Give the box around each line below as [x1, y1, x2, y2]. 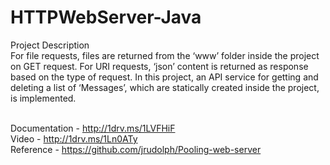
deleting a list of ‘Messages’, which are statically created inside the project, [10, 81, 320, 93]
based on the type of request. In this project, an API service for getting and [10, 71, 319, 83]
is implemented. [10, 92, 77, 104]
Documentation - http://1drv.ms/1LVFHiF [10, 122, 176, 134]
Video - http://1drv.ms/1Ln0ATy [10, 132, 138, 145]
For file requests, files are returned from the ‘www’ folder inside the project [10, 49, 320, 61]
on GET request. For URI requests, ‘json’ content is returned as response [10, 60, 309, 72]
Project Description [10, 39, 90, 51]
